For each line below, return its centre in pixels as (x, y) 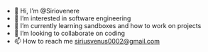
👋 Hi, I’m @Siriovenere (47, 11)
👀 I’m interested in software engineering (72, 18)
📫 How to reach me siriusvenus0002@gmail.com (87, 41)
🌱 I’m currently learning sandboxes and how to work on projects (108, 26)
